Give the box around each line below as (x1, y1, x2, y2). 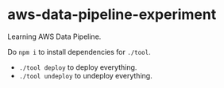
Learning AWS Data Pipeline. (7, 32, 102, 41)
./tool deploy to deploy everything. (18, 62, 137, 72)
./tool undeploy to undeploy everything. (18, 71, 153, 80)
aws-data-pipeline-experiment (7, 6, 217, 24)
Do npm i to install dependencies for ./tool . (7, 47, 152, 56)
